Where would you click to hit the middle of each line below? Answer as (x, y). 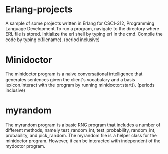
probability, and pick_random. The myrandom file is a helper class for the (81, 135)
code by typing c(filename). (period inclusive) (52, 40)
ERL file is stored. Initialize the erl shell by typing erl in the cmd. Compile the (84, 34)
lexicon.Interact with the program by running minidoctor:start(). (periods (80, 85)
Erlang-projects (39, 9)
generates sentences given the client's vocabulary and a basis (70, 79)
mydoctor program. (25, 146)
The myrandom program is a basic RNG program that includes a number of (83, 125)
